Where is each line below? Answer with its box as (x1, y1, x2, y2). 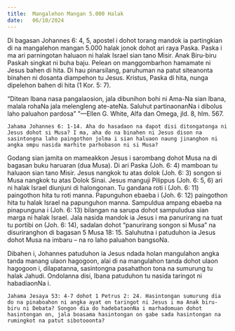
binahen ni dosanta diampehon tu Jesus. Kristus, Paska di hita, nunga (7, 73, 208, 81)
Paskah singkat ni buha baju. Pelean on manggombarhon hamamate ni (7, 58, 211, 67)
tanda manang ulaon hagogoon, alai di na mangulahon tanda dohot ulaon (7, 257, 219, 265)
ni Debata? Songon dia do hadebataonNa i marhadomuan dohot (22, 304, 202, 312)
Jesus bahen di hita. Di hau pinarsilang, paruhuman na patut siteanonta (7, 66, 213, 74)
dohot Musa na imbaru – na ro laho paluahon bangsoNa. (7, 236, 170, 244)
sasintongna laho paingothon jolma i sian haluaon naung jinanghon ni (7, 135, 218, 142)
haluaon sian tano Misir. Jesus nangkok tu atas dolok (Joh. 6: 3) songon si (7, 168, 222, 177)
